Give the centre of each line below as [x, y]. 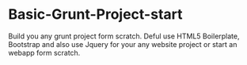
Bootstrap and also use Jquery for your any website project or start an [123, 44]
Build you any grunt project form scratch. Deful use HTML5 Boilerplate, [124, 36]
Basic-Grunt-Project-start [95, 14]
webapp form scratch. [44, 52]
